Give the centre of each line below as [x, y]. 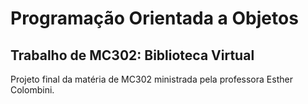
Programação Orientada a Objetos [154, 18]
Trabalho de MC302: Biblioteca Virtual [132, 55]
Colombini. [32, 90]
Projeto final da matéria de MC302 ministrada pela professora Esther [151, 79]
